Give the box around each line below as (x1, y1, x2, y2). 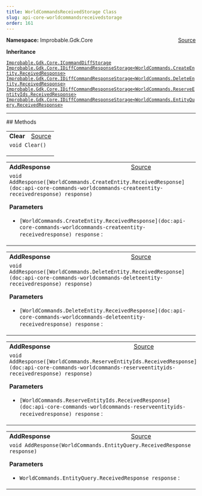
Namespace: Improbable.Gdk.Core (6, 37, 93, 44)
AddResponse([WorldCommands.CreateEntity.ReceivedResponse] (9, 179, 185, 186)
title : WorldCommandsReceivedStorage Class (6, 8, 117, 15)
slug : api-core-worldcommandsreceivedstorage (6, 14, 122, 21)
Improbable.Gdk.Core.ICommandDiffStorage (6, 60, 112, 66)
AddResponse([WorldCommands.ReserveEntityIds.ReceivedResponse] (9, 358, 197, 365)
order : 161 (6, 20, 34, 26)
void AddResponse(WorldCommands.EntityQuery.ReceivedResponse (9, 442, 191, 449)
